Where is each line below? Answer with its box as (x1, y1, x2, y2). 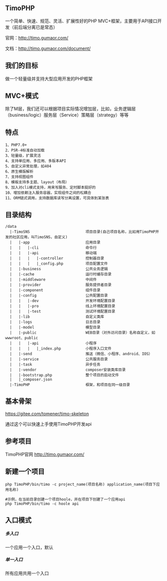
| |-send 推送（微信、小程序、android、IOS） (9, 352, 153, 357)
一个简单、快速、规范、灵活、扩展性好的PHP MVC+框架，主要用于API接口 (5, 17, 158, 24)
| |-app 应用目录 (9, 240, 101, 245)
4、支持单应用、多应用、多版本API (5, 158, 66, 164)
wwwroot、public (5, 336, 38, 341)
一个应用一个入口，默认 (5, 544, 53, 550)
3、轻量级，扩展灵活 (5, 153, 41, 158)
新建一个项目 (5, 467, 45, 476)
